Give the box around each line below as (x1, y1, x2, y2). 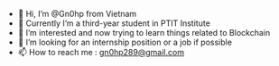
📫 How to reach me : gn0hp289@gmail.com (17, 47, 185, 57)
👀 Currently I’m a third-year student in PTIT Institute (17, 18, 210, 29)
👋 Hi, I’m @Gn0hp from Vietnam (17, 9, 137, 19)
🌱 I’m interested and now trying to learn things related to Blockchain (17, 28, 271, 37)
